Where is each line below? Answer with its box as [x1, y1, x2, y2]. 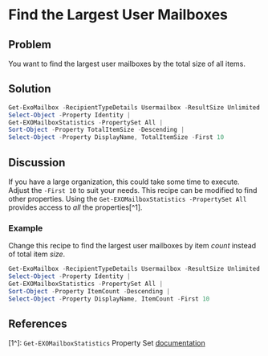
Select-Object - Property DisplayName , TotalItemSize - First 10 [8, 133, 225, 141]
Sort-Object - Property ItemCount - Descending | [8, 287, 171, 295]
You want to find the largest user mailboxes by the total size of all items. [8, 59, 246, 68]
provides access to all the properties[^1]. [8, 203, 143, 212]
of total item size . [8, 249, 66, 259]
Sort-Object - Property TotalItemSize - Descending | [8, 126, 185, 134]
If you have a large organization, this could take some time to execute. [8, 177, 240, 186]
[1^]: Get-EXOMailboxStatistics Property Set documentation [8, 338, 206, 348]
